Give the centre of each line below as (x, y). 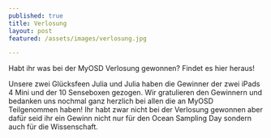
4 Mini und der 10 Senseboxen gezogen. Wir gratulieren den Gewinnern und (135, 93)
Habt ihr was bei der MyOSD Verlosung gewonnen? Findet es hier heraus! (132, 69)
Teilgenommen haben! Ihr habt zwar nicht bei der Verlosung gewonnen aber (136, 110)
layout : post (30, 31)
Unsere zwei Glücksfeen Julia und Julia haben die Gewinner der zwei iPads (134, 84)
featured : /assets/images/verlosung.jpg (78, 38)
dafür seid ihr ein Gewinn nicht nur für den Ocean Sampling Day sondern (130, 119)
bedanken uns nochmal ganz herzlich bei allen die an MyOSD (111, 101)
